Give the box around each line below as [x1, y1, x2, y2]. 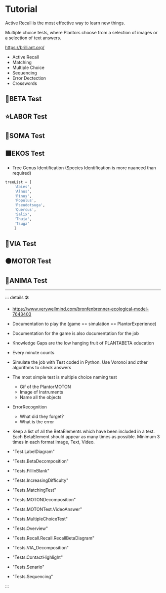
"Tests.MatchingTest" [12, 487, 57, 493]
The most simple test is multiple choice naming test [12, 374, 117, 380]
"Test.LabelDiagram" [12, 449, 55, 455]
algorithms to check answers [12, 365, 72, 371]
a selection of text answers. [5, 35, 62, 41]
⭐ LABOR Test [5, 112, 47, 121]
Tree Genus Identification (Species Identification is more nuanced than [12, 165, 157, 171]
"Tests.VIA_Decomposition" [12, 545, 69, 551]
